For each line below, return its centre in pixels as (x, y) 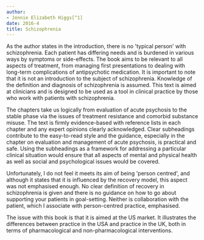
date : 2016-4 (23, 23)
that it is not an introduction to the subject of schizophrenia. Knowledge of (99, 79)
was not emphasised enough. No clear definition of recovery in (85, 186)
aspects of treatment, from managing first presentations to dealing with (96, 66)
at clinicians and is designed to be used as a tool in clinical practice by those (102, 91)
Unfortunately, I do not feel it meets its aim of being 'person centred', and (98, 174)
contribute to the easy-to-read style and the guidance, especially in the (96, 136)
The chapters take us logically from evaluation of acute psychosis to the (97, 110)
